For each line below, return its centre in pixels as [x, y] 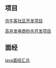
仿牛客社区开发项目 [24, 21]
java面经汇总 [17, 60]
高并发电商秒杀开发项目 [28, 31]
